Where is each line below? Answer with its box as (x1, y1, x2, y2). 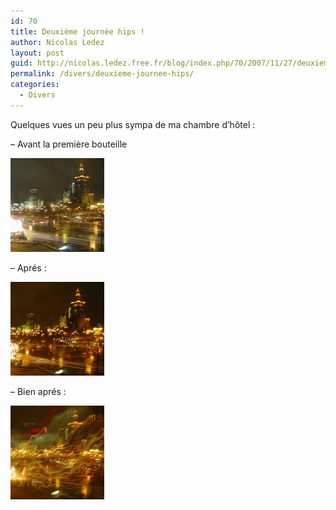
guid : (10, 58, 33, 69)
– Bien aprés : (10, 385, 67, 397)
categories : (10, 80, 60, 90)
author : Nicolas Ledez (10, 37, 105, 47)
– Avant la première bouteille (10, 138, 128, 150)
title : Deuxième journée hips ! (10, 26, 145, 37)
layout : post (10, 48, 65, 58)
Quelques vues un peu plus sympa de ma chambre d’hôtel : (10, 118, 256, 130)
